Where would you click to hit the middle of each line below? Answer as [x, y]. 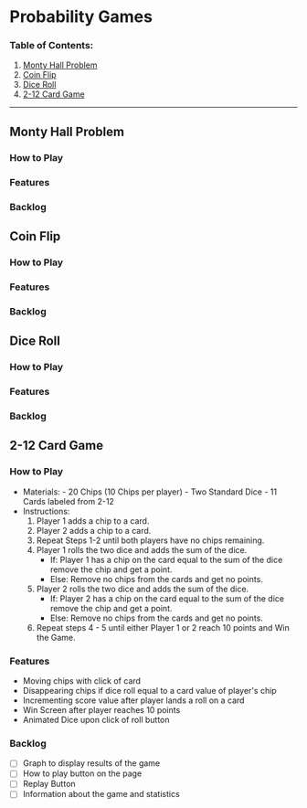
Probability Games [81, 17]
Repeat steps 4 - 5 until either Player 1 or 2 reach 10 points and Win [163, 627]
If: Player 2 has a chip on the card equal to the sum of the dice [167, 598]
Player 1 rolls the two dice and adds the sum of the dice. [142, 549]
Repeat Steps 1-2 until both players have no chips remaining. [150, 540]
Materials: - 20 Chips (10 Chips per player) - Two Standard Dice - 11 [149, 492]
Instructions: [46, 511]
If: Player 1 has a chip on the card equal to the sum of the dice [166, 559]
